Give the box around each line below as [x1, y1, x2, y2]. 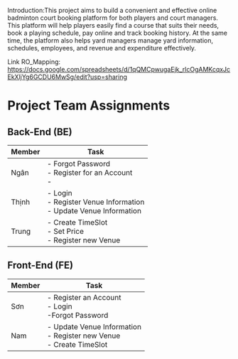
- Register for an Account [47, 168, 133, 177]
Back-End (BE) [7, 126, 72, 138]
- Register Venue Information [47, 197, 145, 207]
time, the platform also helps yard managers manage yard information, [7, 36, 214, 45]
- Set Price [47, 227, 84, 236]
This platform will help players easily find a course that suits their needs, [7, 21, 219, 29]
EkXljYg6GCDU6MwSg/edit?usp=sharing [7, 73, 128, 81]
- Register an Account [47, 292, 121, 302]
